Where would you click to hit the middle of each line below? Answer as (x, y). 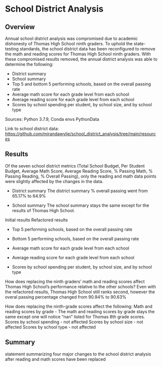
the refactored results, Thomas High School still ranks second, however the (80, 292)
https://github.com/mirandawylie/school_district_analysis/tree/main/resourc (81, 134)
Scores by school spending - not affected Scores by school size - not (74, 322)
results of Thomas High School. (43, 210)
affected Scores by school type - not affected (50, 327)
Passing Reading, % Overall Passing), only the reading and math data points (81, 176)
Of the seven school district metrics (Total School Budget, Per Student (75, 166)
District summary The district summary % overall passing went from (80, 191)
